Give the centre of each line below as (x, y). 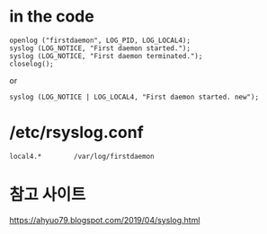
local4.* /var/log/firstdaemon (82, 156)
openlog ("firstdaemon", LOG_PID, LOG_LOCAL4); (100, 40)
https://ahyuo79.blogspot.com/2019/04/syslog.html (105, 220)
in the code (52, 17)
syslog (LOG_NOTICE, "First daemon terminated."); (106, 56)
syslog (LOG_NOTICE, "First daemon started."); (100, 48)
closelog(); (31, 64)
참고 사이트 (48, 195)
